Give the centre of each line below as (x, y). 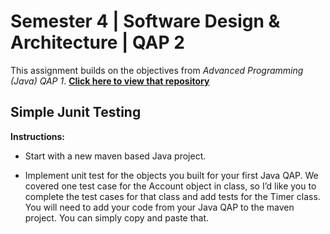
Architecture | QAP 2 (97, 42)
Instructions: (38, 136)
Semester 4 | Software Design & (145, 21)
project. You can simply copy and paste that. (117, 217)
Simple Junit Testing (76, 112)
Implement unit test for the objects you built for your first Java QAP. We (171, 175)
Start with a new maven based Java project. (115, 156)
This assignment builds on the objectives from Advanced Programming (157, 70)
